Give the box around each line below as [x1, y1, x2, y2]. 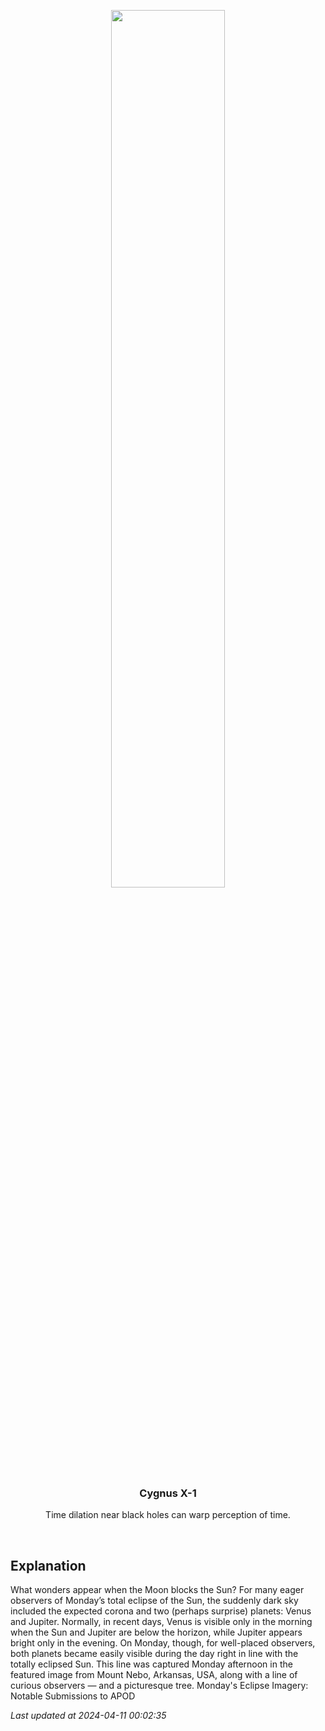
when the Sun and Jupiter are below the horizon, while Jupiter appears [10, 1626, 303, 1639]
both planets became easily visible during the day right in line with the [10, 1648, 299, 1660]
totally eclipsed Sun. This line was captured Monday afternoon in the [10, 1658, 293, 1670]
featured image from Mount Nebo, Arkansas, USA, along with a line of [10, 1669, 298, 1681]
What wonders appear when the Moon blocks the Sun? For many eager [10, 1584, 305, 1596]
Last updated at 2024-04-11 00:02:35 [10, 1710, 167, 1722]
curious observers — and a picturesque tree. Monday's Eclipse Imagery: [10, 1680, 309, 1692]
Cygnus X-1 [139, 1486, 197, 1500]
